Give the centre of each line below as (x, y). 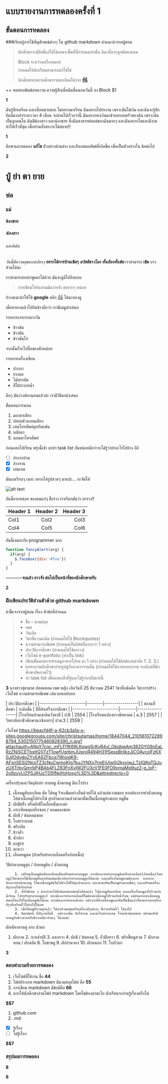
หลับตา (18, 432)
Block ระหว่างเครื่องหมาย (39, 62)
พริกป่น (19, 826)
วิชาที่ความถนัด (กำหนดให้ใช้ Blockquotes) (63, 638)
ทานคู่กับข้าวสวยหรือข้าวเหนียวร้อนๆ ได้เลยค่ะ (37, 918)
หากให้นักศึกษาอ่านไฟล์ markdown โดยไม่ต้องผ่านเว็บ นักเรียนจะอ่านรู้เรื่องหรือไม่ (81, 993)
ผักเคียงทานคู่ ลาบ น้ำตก (25, 927)
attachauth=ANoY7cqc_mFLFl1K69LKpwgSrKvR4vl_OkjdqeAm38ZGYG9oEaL (84, 746)
